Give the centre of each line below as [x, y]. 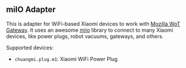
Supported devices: [30, 47]
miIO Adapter [31, 10]
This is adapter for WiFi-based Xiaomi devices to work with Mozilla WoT [93, 23]
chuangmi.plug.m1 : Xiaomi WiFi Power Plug [66, 59]
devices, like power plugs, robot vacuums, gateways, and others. [85, 36]
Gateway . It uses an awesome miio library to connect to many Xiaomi [90, 30]
